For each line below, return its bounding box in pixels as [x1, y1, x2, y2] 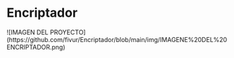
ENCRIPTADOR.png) [6, 43, 66, 51]
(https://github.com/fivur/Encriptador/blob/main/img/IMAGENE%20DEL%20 [6, 35, 228, 43]
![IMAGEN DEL [6, 28, 49, 36]
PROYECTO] [49, 28, 86, 36]
